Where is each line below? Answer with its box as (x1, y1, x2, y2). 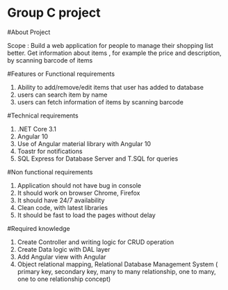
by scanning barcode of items (7, 56, 93, 64)
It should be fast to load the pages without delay (17, 211, 156, 219)
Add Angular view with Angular (17, 252, 106, 261)
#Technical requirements (7, 111, 79, 120)
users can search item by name (17, 90, 108, 99)
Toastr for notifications (17, 147, 83, 155)
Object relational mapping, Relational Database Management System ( (17, 259, 218, 268)
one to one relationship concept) (17, 275, 111, 283)
